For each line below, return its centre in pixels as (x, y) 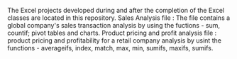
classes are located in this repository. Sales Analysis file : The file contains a (119, 18)
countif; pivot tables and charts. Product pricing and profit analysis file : (112, 33)
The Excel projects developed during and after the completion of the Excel (116, 10)
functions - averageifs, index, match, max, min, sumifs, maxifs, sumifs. (110, 48)
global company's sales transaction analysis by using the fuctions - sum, (114, 25)
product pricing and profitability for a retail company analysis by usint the (115, 41)
